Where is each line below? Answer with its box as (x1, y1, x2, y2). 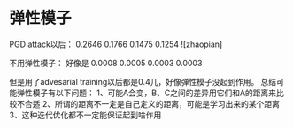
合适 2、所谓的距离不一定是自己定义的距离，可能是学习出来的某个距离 (24, 98, 281, 109)
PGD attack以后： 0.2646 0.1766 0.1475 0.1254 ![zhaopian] (9, 39, 223, 49)
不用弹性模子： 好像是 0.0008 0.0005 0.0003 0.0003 (9, 57, 203, 68)
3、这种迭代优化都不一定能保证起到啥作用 (9, 109, 162, 120)
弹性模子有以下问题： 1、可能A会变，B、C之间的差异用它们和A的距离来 (16, 87, 277, 98)
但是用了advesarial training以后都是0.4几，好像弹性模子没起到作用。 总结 (9, 76, 277, 87)
